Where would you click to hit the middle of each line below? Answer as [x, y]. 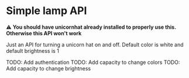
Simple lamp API [47, 11]
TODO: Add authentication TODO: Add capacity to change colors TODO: [93, 62]
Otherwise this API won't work [44, 33]
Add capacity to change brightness [49, 68]
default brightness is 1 [33, 50]
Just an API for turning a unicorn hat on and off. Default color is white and [95, 45]
